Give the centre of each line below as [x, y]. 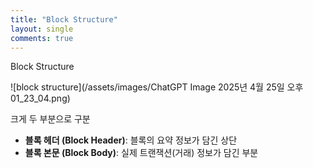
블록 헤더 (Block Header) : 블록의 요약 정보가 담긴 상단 [131, 140]
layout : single [42, 29]
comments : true [42, 38]
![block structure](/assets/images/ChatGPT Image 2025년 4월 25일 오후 [157, 87]
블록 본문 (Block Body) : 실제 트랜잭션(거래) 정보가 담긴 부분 [141, 153]
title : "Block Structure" [64, 19]
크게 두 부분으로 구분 [50, 119]
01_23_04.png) [40, 98]
